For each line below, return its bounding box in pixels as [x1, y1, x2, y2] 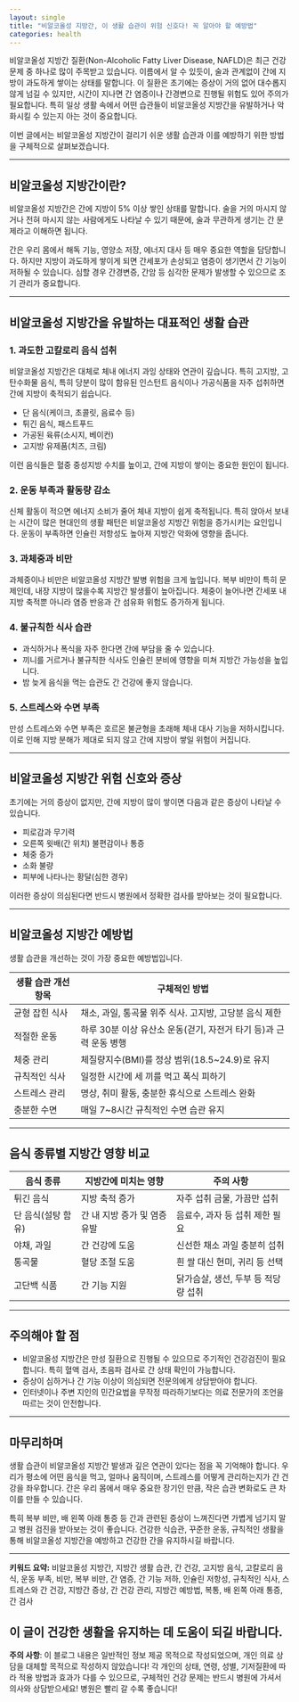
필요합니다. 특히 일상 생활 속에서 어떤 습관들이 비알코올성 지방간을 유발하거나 [9, 100, 276, 111]
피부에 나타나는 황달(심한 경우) [21, 871, 129, 882]
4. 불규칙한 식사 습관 [9, 621, 92, 634]
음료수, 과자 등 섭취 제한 [176, 1209, 271, 1221]
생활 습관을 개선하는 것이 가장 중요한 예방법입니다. [9, 952, 183, 963]
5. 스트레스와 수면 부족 [9, 701, 100, 713]
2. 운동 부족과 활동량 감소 [9, 483, 111, 496]
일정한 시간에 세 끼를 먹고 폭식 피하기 [80, 1070, 227, 1082]
